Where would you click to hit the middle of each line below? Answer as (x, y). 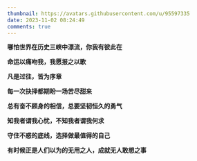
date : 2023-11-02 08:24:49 (46, 20)
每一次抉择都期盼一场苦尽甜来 (49, 92)
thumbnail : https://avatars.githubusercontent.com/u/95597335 (98, 14)
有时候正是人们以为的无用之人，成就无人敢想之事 (77, 151)
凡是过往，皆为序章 (35, 76)
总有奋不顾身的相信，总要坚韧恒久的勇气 (65, 106)
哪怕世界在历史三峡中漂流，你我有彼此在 (65, 47)
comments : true (29, 26)
